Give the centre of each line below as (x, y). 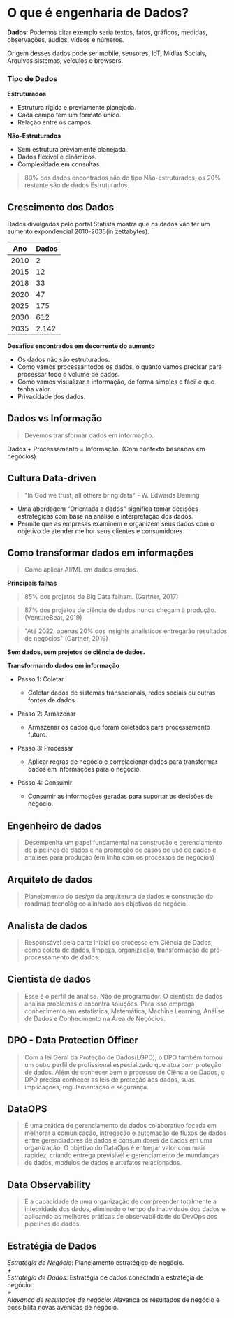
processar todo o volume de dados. (68, 375)
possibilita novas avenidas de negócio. (63, 1307)
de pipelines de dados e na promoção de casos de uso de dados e (120, 850)
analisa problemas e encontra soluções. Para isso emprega (109, 1004)
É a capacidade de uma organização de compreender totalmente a (120, 1202)
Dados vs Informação (55, 418)
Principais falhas (32, 583)
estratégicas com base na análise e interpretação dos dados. (105, 516)
